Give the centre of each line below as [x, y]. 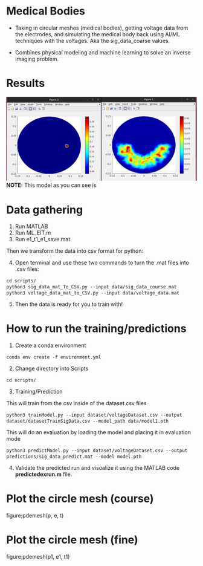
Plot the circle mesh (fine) [72, 540]
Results [26, 83]
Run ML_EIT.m [33, 233]
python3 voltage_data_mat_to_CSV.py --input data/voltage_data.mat [93, 293]
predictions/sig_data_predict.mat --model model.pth [74, 457]
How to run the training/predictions [96, 329]
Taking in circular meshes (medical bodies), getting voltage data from [101, 28]
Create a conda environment [50, 345]
